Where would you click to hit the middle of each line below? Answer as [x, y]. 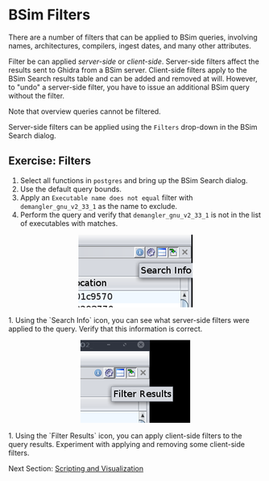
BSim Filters [50, 15]
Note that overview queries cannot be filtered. [85, 111]
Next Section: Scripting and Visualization [76, 468]
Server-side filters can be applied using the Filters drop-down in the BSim [133, 127]
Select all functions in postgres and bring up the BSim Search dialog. [134, 180]
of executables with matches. [69, 223]
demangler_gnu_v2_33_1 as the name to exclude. [99, 206]
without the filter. [37, 95]
